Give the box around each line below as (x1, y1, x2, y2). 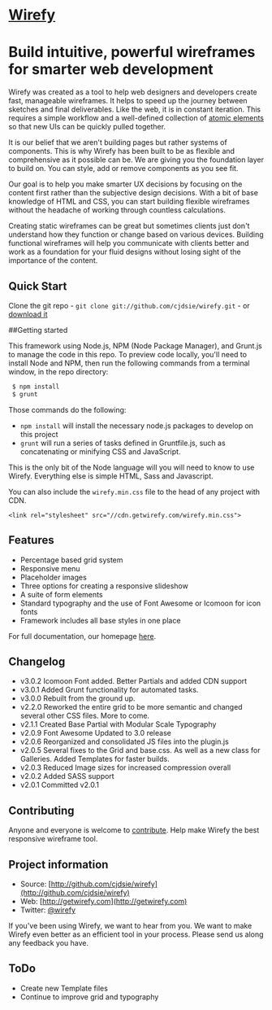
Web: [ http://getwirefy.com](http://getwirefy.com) (19, 896, 188, 906)
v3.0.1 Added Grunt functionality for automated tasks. (19, 685, 199, 695)
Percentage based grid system (19, 555, 123, 565)
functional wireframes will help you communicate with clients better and (8, 238, 249, 248)
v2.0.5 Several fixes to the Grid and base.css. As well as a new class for (19, 745, 261, 755)
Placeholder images (19, 572, 87, 582)
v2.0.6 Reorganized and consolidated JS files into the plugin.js (19, 737, 229, 746)
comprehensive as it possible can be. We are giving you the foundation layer (8, 155, 264, 164)
